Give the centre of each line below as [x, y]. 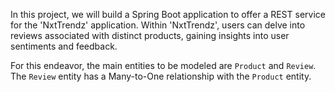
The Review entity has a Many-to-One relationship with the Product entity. [161, 76]
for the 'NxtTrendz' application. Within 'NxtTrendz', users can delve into [158, 25]
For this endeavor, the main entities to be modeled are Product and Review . [163, 65]
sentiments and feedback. [64, 46]
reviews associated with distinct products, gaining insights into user [150, 35]
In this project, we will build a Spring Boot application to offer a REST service [168, 14]
